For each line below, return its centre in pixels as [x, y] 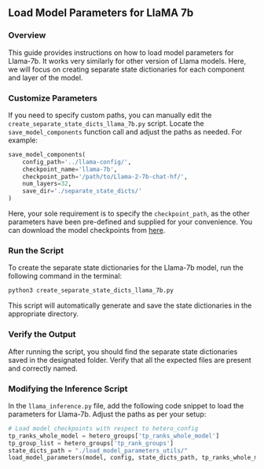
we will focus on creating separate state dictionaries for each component [126, 69]
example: [23, 140]
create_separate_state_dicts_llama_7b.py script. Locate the [106, 123]
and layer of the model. [46, 77]
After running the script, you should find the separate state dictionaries [123, 351]
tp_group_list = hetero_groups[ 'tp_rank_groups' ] [91, 443]
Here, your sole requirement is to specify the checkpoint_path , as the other [129, 214]
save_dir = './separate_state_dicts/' [82, 191]
